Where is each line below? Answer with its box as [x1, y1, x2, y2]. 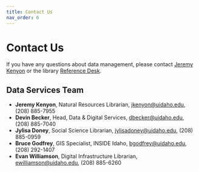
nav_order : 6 [6, 15, 39, 21]
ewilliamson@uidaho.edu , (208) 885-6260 [15, 159, 122, 167]
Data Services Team [6, 84, 84, 95]
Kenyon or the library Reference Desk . [6, 67, 102, 75]
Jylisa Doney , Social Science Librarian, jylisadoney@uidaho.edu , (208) [15, 127, 193, 134]
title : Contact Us [6, 9, 53, 15]
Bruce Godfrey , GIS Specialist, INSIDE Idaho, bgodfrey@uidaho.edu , [15, 140, 187, 147]
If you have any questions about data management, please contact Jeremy [6, 61, 194, 68]
